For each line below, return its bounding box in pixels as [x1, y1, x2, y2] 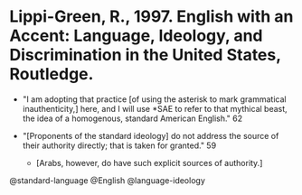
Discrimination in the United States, [9, 45, 281, 65]
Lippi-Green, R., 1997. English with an [9, 6, 294, 27]
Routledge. [9, 64, 94, 85]
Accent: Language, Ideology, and [9, 25, 263, 46]
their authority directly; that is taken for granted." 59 [22, 140, 217, 151]
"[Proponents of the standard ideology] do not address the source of [22, 130, 279, 141]
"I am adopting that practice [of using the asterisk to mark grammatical [22, 93, 287, 105]
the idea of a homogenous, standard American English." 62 [22, 113, 243, 124]
